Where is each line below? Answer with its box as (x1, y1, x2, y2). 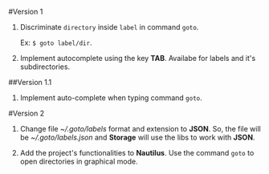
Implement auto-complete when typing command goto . (19, 93, 202, 103)
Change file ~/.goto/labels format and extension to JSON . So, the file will (19, 124, 261, 133)
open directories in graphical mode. (19, 156, 138, 166)
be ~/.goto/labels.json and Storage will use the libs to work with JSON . (19, 132, 255, 142)
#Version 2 (8, 108, 45, 118)
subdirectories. (19, 62, 71, 71)
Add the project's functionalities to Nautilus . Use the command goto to (19, 148, 255, 157)
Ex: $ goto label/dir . (19, 38, 92, 47)
